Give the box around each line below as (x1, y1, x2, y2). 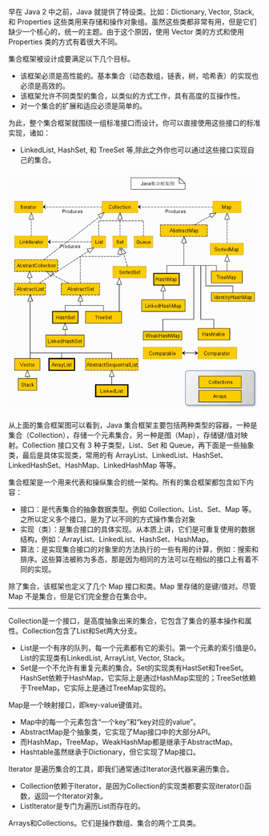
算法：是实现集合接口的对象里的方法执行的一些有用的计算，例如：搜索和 (19, 544, 259, 554)
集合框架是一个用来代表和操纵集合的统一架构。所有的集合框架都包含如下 (8, 477, 247, 487)
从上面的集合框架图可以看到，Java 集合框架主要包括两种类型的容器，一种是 (8, 420, 258, 430)
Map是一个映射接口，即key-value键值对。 (8, 700, 147, 709)
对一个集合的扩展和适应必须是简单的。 (19, 101, 147, 111)
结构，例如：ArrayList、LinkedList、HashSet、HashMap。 (19, 534, 214, 544)
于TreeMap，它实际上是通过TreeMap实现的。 (19, 683, 171, 693)
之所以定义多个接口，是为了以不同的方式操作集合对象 (19, 514, 196, 524)
